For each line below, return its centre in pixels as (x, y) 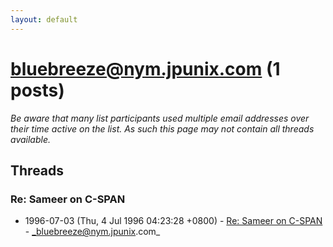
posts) (37, 90)
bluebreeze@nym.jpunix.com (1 (145, 68)
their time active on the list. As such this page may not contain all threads (162, 128)
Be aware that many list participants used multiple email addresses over (160, 118)
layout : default (44, 19)
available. (31, 139)
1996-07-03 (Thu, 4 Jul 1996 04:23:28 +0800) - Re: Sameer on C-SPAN (173, 221)
